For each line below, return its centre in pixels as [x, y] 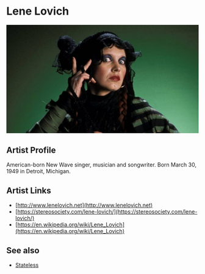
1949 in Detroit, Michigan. [39, 171]
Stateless [27, 265]
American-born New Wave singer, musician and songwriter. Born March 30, [102, 165]
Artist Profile [31, 150]
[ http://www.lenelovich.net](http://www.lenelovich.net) [84, 205]
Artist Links [29, 190]
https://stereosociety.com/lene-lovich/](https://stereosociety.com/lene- [107, 212]
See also [23, 251]
